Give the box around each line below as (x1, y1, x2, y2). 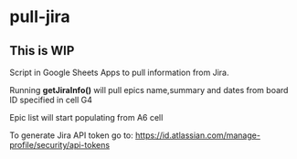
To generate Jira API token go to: (9, 130, 134, 141)
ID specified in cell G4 (9, 94, 93, 105)
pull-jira (9, 6, 70, 27)
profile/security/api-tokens (9, 140, 111, 150)
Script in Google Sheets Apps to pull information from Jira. (9, 67, 229, 78)
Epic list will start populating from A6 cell (9, 112, 164, 122)
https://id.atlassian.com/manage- (135, 130, 260, 141)
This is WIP (9, 43, 75, 58)
